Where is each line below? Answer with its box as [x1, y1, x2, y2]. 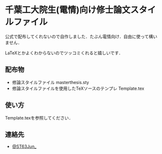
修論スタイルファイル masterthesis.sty [12, 79, 89, 85]
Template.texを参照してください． [5, 115, 73, 120]
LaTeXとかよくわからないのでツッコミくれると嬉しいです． [5, 50, 123, 56]
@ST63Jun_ [12, 144, 37, 150]
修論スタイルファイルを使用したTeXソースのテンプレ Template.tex [12, 86, 145, 91]
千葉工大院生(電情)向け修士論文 [5, 4, 131, 16]
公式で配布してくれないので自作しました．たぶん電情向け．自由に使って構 [5, 34, 153, 39]
